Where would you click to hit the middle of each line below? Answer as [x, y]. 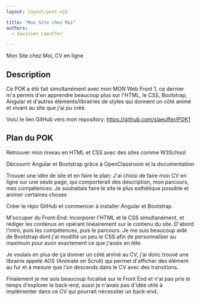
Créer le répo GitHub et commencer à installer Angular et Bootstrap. [90, 206]
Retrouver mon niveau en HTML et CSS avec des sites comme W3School [96, 152]
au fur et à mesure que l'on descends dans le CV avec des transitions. [93, 267]
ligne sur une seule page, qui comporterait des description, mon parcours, [98, 182]
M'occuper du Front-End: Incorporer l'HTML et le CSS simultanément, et [95, 218]
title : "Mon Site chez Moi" [41, 22]
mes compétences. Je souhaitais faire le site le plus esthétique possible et [98, 188]
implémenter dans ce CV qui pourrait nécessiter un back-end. [82, 291]
